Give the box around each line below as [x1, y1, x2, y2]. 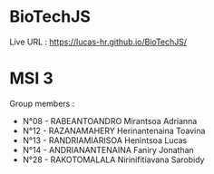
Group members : [9, 98, 75, 109]
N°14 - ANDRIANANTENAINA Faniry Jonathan [22, 144, 195, 155]
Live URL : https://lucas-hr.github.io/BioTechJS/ [9, 36, 188, 47]
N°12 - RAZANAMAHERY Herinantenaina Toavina [22, 125, 206, 136]
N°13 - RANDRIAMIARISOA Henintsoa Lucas [22, 134, 188, 146]
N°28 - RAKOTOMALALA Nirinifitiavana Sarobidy [22, 154, 205, 165]
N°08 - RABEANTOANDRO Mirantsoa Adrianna [22, 115, 198, 126]
